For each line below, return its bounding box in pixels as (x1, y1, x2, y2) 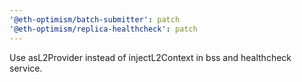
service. (9, 62, 43, 74)
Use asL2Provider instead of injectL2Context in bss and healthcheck (9, 51, 292, 63)
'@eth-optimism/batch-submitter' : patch (9, 14, 181, 25)
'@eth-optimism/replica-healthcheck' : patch (9, 24, 198, 34)
